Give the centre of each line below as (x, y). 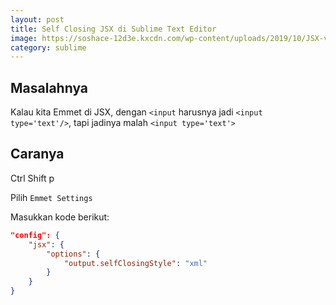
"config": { (35, 235)
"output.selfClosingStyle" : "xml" (135, 263)
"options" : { (73, 254)
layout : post (37, 19)
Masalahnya (49, 87)
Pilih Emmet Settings (51, 197)
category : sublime (48, 47)
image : (24, 38)
